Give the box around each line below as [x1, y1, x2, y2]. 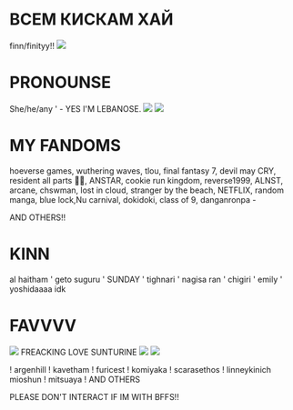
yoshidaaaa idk [9, 283, 66, 295]
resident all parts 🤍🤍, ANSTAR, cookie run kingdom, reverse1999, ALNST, [9, 175, 284, 185]
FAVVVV [9, 315, 77, 335]
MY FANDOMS [9, 135, 121, 156]
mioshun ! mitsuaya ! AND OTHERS [9, 374, 141, 385]
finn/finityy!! [9, 40, 56, 51]
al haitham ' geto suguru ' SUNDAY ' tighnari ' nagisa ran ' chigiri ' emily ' [9, 274, 283, 285]
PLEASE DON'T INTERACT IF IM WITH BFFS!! [9, 391, 179, 402]
